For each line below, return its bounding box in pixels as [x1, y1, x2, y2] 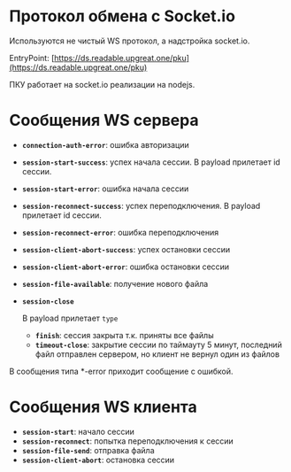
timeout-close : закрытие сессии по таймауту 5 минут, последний [34, 339, 283, 350]
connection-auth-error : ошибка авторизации [21, 139, 189, 150]
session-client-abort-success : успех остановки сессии [21, 244, 231, 254]
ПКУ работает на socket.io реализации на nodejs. [9, 79, 195, 89]
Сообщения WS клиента [9, 397, 197, 417]
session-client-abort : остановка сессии [21, 454, 175, 465]
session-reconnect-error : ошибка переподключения [21, 227, 219, 237]
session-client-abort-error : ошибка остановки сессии [21, 261, 230, 272]
